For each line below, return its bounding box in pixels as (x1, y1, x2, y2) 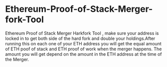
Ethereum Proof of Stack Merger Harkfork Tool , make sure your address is (5, 30, 159, 36)
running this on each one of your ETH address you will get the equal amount (5, 40, 162, 46)
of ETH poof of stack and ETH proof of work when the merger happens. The (5, 46, 162, 52)
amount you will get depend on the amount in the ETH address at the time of (5, 51, 162, 57)
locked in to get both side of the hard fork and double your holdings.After (5, 35, 156, 41)
